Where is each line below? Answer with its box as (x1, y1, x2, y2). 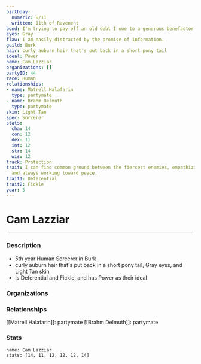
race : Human (6, 75, 36, 81)
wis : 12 (11, 153, 31, 159)
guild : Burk (6, 43, 36, 48)
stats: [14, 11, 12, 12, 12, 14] (6, 353, 90, 359)
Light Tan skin (14, 268, 50, 275)
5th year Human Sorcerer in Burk (14, 255, 97, 262)
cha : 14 (11, 126, 31, 132)
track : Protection (6, 159, 52, 165)
